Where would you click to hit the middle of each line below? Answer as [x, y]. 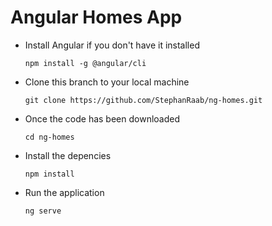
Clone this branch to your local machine [107, 82]
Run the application [64, 192]
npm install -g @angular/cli [85, 63]
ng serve [43, 211]
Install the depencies [68, 155]
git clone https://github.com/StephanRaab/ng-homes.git [143, 100]
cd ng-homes [49, 137]
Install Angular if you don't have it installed [112, 45]
